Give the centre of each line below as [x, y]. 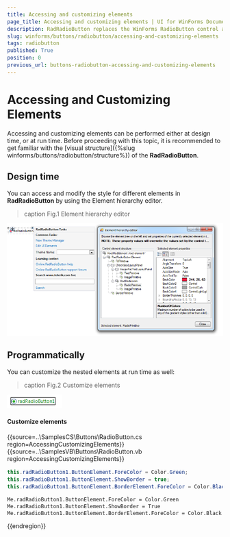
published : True [30, 51]
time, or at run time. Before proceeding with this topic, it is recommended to [114, 140]
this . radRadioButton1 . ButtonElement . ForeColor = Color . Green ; [98, 472]
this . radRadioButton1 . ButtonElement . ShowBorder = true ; [88, 479]
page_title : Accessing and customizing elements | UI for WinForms [105, 22]
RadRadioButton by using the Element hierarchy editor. [85, 200]
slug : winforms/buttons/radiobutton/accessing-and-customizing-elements [113, 36]
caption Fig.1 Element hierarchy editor [77, 214]
